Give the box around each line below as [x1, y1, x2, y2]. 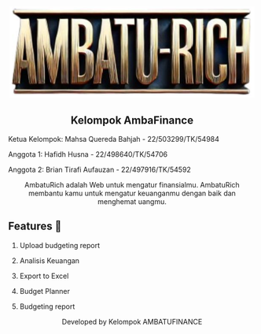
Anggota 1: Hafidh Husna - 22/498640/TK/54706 [8, 150, 167, 159]
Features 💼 [8, 220, 62, 233]
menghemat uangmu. [97, 197, 167, 206]
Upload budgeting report [19, 240, 101, 250]
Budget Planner [19, 286, 71, 295]
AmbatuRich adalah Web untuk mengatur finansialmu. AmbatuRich [24, 180, 240, 189]
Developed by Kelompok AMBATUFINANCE [61, 317, 203, 326]
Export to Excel [19, 271, 69, 280]
